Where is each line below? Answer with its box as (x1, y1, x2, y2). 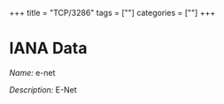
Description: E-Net (9, 84, 77, 95)
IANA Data (9, 39, 88, 58)
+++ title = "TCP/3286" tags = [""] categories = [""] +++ (9, 8, 216, 18)
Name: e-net (9, 67, 56, 78)
